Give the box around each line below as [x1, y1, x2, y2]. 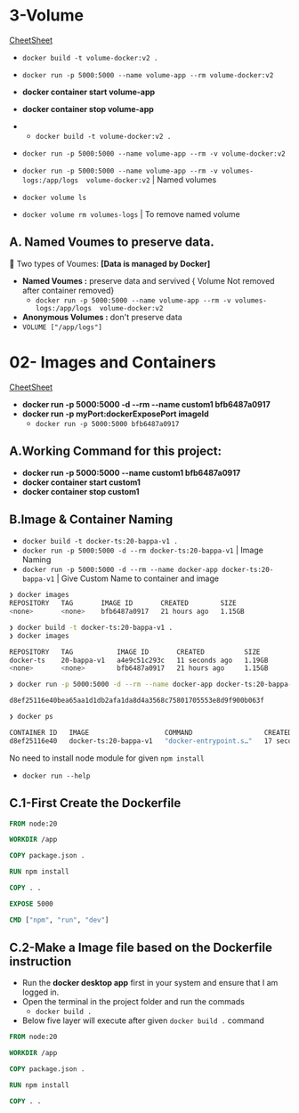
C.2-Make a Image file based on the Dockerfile [9, 940, 273, 956]
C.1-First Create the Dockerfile [9, 795, 182, 811]
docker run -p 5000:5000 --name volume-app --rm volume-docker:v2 [21, 70, 274, 80]
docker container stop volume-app [21, 103, 154, 114]
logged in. [21, 987, 60, 997]
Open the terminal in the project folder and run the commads [21, 996, 245, 1007]
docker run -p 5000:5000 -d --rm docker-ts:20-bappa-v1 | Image [21, 544, 264, 556]
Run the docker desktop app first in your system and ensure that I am [21, 978, 279, 988]
